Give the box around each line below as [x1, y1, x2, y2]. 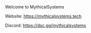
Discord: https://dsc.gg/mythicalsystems [5, 22, 86, 28]
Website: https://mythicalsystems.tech [5, 13, 82, 19]
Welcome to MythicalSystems [5, 4, 64, 10]
